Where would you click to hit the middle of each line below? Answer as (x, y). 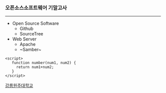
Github (26, 29)
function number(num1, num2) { (44, 63)
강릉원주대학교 (19, 86)
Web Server (24, 39)
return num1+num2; (35, 67)
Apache (28, 44)
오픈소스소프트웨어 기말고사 (36, 7)
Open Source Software (36, 24)
